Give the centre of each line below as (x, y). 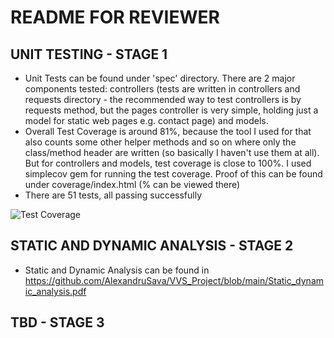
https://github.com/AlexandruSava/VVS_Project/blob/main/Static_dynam (174, 280)
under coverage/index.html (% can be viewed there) (132, 184)
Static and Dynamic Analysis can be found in (117, 270)
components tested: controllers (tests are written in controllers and (162, 89)
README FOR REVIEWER (115, 17)
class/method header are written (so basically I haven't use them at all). (172, 152)
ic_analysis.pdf (55, 291)
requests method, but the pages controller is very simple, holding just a (171, 110)
